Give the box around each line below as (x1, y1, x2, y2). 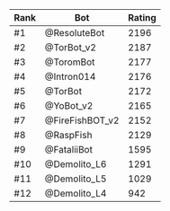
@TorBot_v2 (44, 41, 97, 53)
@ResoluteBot (44, 27, 105, 39)
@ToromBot (44, 56, 95, 68)
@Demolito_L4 (44, 188, 107, 199)
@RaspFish (44, 129, 93, 141)
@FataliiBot (44, 144, 93, 155)
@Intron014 (44, 71, 96, 83)
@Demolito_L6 (44, 158, 107, 170)
